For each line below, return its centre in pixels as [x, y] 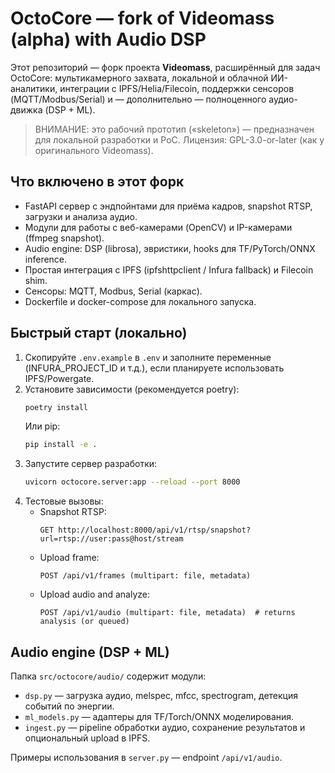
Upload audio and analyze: [94, 594]
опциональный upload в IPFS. [87, 738]
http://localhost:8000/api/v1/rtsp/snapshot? [155, 530]
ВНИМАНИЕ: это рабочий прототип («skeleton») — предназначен [174, 129]
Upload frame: [69, 558]
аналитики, [34, 88]
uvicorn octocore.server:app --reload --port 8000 [132, 482]
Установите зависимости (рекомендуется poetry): [132, 389]
